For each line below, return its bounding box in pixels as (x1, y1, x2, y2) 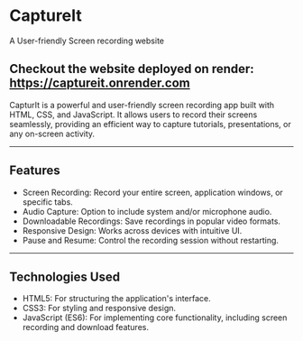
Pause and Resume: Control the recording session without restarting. (22, 235, 280, 245)
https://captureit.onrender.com (9, 76, 191, 91)
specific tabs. (22, 196, 74, 207)
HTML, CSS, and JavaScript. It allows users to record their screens (9, 109, 258, 120)
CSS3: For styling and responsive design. (22, 303, 177, 314)
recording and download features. (22, 322, 149, 333)
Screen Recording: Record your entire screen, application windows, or (22, 187, 284, 198)
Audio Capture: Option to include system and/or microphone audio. (22, 206, 272, 217)
